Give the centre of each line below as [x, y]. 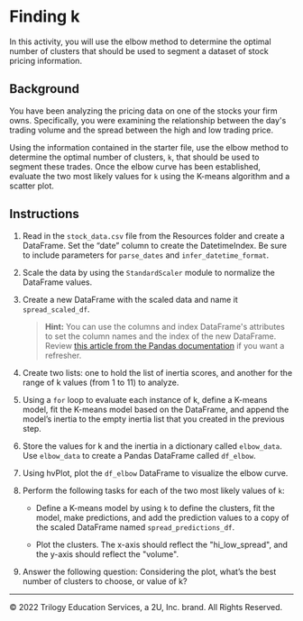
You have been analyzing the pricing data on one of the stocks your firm [143, 111]
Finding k [45, 17]
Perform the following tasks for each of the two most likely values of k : [154, 490]
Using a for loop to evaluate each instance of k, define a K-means [145, 399]
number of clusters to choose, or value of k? [105, 581]
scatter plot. [32, 186]
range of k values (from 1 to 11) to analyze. [101, 382]
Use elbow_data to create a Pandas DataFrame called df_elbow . [139, 455]
